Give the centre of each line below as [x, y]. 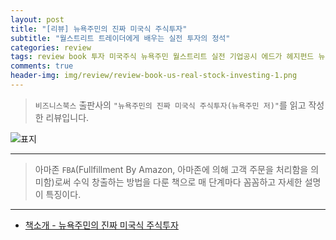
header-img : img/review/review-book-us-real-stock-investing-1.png [154, 76]
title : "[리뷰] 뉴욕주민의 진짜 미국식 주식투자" [99, 29]
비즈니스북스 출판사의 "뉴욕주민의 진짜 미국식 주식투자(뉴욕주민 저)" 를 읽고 [170, 105]
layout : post [37, 19]
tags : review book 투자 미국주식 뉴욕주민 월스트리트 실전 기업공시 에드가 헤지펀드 [162, 57]
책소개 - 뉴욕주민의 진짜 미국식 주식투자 [101, 225]
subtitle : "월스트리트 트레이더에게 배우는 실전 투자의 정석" [120, 38]
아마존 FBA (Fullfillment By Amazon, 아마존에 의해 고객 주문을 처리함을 [171, 169]
